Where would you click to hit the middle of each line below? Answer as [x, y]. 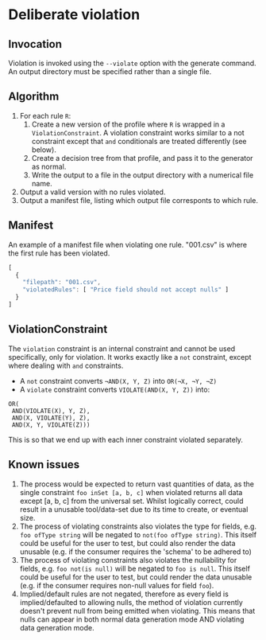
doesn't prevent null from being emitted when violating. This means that [137, 611]
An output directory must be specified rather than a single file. [110, 72]
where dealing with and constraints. [66, 365]
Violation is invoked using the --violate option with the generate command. [132, 63]
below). [44, 150]
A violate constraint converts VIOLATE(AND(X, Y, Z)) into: [115, 389]
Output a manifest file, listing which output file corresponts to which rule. [139, 200]
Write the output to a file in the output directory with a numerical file [143, 175]
